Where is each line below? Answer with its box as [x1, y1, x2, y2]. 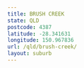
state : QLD [7, 17, 40, 24]
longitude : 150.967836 [7, 37, 74, 44]
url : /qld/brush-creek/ [7, 43, 78, 50]
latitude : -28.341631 [7, 30, 71, 38]
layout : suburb [7, 50, 52, 57]
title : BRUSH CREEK [7, 10, 65, 18]
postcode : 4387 [7, 23, 52, 30]
